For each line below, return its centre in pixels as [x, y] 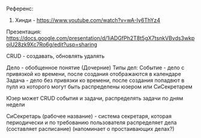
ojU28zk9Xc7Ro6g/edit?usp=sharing [52, 45]
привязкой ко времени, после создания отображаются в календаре [94, 74]
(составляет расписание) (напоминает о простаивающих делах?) [91, 129]
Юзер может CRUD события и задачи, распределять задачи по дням [95, 98]
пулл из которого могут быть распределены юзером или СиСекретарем [100, 87]
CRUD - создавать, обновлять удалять [55, 56]
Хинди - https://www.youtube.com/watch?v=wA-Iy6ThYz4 [88, 20]
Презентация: [24, 32]
